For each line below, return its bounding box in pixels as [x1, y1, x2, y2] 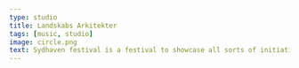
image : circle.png [9, 37, 77, 47]
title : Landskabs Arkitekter [9, 21, 117, 30]
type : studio [9, 12, 58, 22]
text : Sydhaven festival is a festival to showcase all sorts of [9, 46, 256, 55]
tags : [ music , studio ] [9, 29, 93, 38]
